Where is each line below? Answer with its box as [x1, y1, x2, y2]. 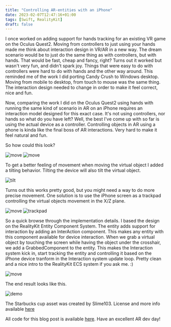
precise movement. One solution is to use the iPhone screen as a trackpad [5, 192, 161, 199]
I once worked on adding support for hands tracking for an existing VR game [5, 36, 166, 42]
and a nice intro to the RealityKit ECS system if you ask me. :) [5, 261, 133, 267]
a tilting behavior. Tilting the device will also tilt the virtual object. [5, 167, 141, 173]
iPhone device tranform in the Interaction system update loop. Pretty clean [5, 256, 162, 262]
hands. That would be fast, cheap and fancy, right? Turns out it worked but [5, 57, 162, 64]
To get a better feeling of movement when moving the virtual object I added [5, 162, 164, 168]
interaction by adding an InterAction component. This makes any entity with [5, 229, 164, 235]
